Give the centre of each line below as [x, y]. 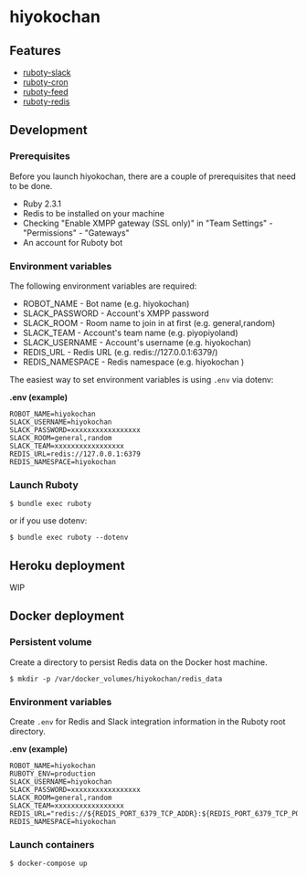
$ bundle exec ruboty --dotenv [69, 538]
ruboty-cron [45, 82]
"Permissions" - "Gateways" [76, 232]
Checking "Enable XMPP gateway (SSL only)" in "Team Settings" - [148, 223]
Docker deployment [67, 616]
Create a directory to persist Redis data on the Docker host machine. [138, 662]
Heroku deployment [67, 565]
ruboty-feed [45, 92]
